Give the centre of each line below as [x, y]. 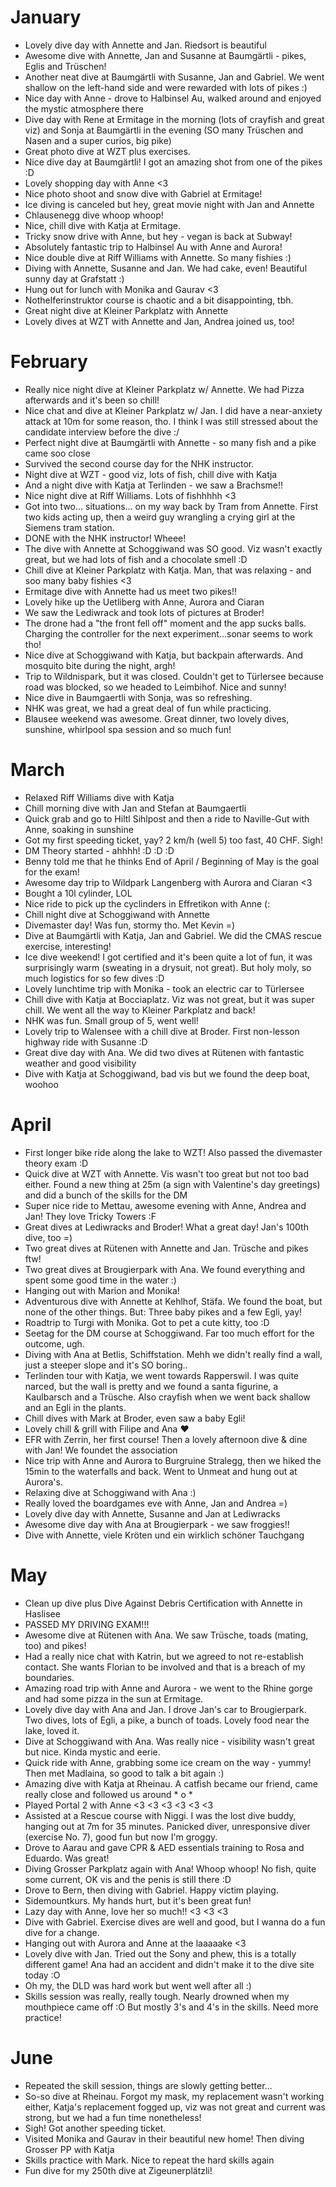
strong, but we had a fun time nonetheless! [113, 2117]
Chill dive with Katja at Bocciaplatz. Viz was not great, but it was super [169, 999]
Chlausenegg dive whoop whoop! [94, 215]
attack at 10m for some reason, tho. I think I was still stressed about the [171, 421]
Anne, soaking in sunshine [79, 829]
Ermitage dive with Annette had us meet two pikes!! [130, 591]
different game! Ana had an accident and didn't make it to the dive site [169, 1964]
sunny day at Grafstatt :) [74, 278]
